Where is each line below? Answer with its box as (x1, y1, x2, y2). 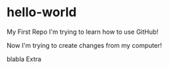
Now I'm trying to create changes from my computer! (6, 41, 163, 49)
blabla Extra (6, 54, 42, 63)
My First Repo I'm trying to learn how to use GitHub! (6, 27, 159, 36)
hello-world (6, 4, 77, 20)
